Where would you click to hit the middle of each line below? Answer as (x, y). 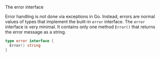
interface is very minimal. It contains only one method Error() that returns (80, 27)
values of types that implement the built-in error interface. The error (75, 22)
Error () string (25, 45)
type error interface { (30, 41)
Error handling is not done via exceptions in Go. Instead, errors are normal (80, 16)
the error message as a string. (36, 32)
